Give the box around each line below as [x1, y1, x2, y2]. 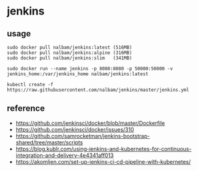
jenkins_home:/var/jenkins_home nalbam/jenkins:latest [7, 71, 149, 77]
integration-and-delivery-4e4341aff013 [15, 152, 114, 159]
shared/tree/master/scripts [15, 138, 83, 146]
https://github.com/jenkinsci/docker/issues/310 [15, 126, 134, 133]
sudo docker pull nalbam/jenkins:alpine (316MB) [7, 50, 132, 56]
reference [7, 103, 45, 113]
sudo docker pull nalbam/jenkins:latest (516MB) [7, 44, 132, 50]
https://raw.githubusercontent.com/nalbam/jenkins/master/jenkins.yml [7, 87, 189, 93]
